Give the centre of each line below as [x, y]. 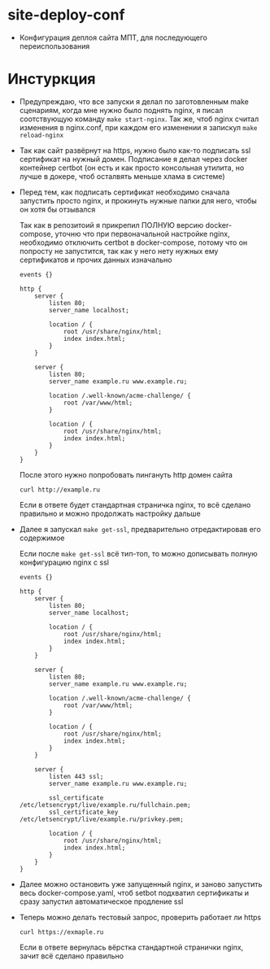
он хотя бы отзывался [57, 209]
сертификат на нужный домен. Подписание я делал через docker [133, 159]
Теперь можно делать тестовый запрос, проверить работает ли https [140, 917]
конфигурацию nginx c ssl [64, 562]
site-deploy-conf [66, 15]
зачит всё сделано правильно [71, 956]
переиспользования [54, 46]
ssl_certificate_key [84, 812]
